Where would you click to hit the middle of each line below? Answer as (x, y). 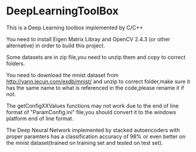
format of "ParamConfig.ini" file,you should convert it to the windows (91, 112)
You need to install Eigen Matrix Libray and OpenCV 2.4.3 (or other (88, 39)
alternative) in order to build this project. (56, 45)
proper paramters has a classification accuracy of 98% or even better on (96, 136)
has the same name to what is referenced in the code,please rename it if (95, 87)
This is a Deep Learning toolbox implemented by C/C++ (75, 28)
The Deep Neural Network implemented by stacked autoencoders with (93, 130)
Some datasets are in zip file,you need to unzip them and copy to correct (96, 57)
